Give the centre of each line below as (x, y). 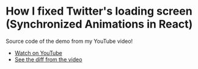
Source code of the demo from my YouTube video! (69, 41)
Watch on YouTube (38, 53)
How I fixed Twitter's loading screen (99, 11)
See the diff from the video (48, 59)
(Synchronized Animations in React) (99, 24)
